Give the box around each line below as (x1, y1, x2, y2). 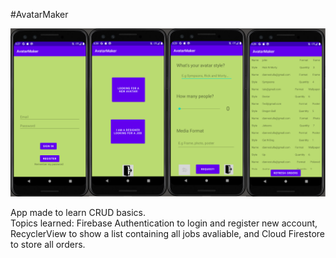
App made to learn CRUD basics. (10, 206, 147, 218)
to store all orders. (10, 238, 86, 250)
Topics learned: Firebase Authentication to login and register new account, (10, 217, 318, 229)
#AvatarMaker (10, 9, 69, 20)
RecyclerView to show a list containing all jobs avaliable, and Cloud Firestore (10, 227, 325, 239)
